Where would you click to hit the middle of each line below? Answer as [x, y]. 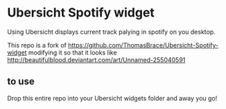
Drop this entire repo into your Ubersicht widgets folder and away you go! [112, 98]
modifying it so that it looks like [72, 52]
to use [21, 82]
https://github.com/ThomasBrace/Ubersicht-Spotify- [144, 45]
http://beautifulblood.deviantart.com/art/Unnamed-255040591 [96, 59]
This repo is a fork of [37, 45]
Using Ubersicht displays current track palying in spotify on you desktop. [112, 32]
